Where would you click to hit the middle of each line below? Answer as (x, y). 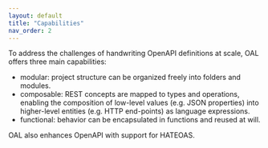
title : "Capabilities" (46, 23)
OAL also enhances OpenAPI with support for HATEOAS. (102, 135)
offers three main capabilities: (57, 62)
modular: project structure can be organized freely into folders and (130, 78)
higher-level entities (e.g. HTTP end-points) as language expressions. (135, 111)
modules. (35, 86)
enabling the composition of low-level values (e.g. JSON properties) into (139, 103)
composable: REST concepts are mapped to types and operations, (130, 94)
